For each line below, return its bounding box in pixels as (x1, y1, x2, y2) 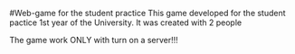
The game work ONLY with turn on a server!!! (9, 35, 178, 45)
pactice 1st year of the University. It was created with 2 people (9, 17, 243, 28)
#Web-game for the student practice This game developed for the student (9, 8, 287, 18)
